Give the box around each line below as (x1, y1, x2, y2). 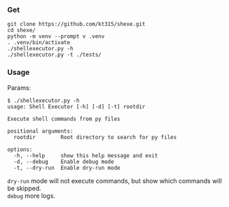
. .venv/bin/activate (7, 39, 71, 46)
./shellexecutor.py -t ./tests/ (7, 51, 102, 59)
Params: (7, 83, 32, 92)
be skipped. (7, 184, 42, 192)
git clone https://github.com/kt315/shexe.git (7, 21, 146, 28)
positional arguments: (7, 127, 74, 134)
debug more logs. (7, 191, 56, 200)
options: (7, 145, 33, 153)
